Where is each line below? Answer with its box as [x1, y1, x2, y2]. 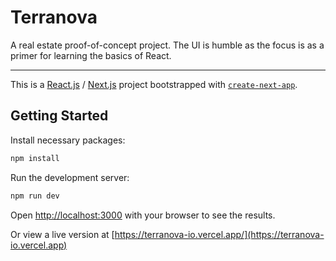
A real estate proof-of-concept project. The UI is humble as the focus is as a [10, 39, 325, 51]
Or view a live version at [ [10, 228, 115, 240]
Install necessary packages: [10, 134, 126, 146]
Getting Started [10, 107, 109, 125]
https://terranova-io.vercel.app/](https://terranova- [114, 228, 325, 240]
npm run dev [10, 191, 60, 201]
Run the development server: [10, 171, 130, 183]
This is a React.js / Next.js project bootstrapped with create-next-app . [10, 78, 298, 90]
